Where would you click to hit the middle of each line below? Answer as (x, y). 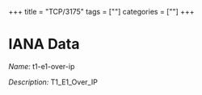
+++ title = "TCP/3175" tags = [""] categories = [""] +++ (102, 12)
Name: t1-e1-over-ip (42, 66)
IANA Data (44, 44)
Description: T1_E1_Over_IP (53, 82)
